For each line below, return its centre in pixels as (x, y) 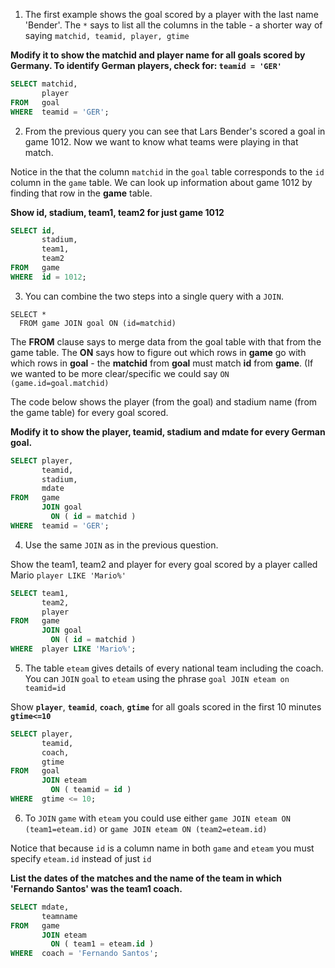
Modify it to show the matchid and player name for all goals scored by (158, 55)
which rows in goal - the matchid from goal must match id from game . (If (162, 363)
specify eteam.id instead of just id (81, 858)
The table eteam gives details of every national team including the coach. (174, 668)
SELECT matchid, (44, 84)
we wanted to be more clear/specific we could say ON (120, 373)
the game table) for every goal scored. (89, 412)
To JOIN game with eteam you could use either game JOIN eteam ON (157, 818)
